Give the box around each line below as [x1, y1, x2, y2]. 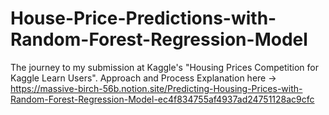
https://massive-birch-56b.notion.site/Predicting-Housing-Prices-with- [10, 82, 303, 94]
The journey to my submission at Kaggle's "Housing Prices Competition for [10, 61, 319, 73]
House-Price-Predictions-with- [10, 7, 277, 30]
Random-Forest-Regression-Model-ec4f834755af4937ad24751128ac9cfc [10, 93, 315, 105]
